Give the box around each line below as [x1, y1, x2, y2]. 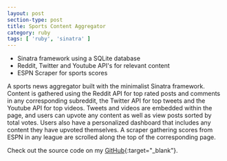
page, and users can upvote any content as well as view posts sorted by [7, 111, 212, 120]
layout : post [7, 10, 45, 17]
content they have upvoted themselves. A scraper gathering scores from [7, 126, 213, 134]
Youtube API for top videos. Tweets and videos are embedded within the [7, 104, 213, 112]
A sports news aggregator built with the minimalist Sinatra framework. [7, 82, 205, 90]
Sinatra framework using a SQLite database [17, 54, 141, 62]
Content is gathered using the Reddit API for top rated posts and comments [7, 90, 221, 98]
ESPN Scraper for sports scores [17, 69, 108, 77]
